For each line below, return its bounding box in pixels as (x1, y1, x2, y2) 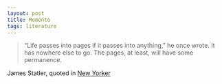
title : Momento (7, 16, 51, 23)
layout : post (7, 10, 45, 17)
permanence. (23, 56, 63, 64)
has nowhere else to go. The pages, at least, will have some (23, 48, 194, 57)
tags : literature (7, 23, 57, 29)
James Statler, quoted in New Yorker (7, 69, 111, 77)
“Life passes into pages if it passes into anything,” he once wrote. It (23, 42, 215, 50)
